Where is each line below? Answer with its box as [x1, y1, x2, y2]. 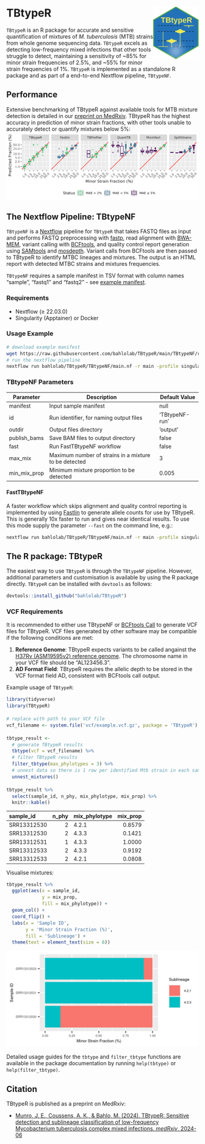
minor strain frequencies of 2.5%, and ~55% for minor [6, 59, 143, 66]
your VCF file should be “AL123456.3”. [15, 659, 111, 666]
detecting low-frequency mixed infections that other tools [6, 46, 151, 53]
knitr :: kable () [12, 799, 51, 806]
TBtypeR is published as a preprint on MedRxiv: [6, 1100, 126, 1107]
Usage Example [6, 329, 54, 338]
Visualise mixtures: [6, 868, 54, 876]
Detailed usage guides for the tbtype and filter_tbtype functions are [6, 1053, 181, 1060]
